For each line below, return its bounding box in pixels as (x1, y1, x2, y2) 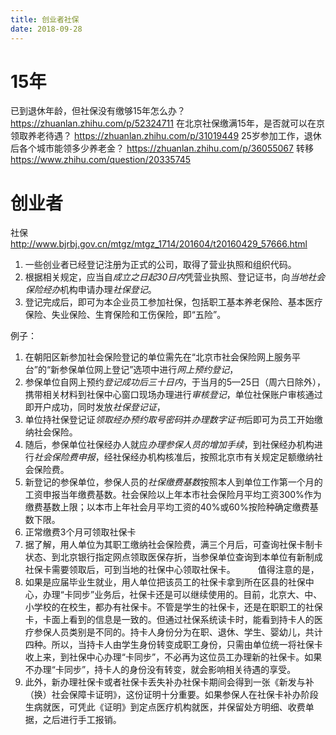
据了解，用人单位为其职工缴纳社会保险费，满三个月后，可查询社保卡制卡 (24, 539, 323, 551)
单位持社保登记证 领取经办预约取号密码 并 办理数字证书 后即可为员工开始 (24, 414, 315, 426)
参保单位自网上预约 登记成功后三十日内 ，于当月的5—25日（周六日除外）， (24, 376, 326, 388)
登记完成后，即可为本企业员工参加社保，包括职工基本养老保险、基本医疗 (24, 296, 323, 308)
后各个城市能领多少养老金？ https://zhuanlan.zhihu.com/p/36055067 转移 (10, 142, 314, 155)
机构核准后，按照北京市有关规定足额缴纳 (147, 451, 315, 463)
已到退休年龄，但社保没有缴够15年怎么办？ (10, 105, 186, 117)
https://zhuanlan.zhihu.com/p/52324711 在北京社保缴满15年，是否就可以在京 (10, 117, 325, 130)
